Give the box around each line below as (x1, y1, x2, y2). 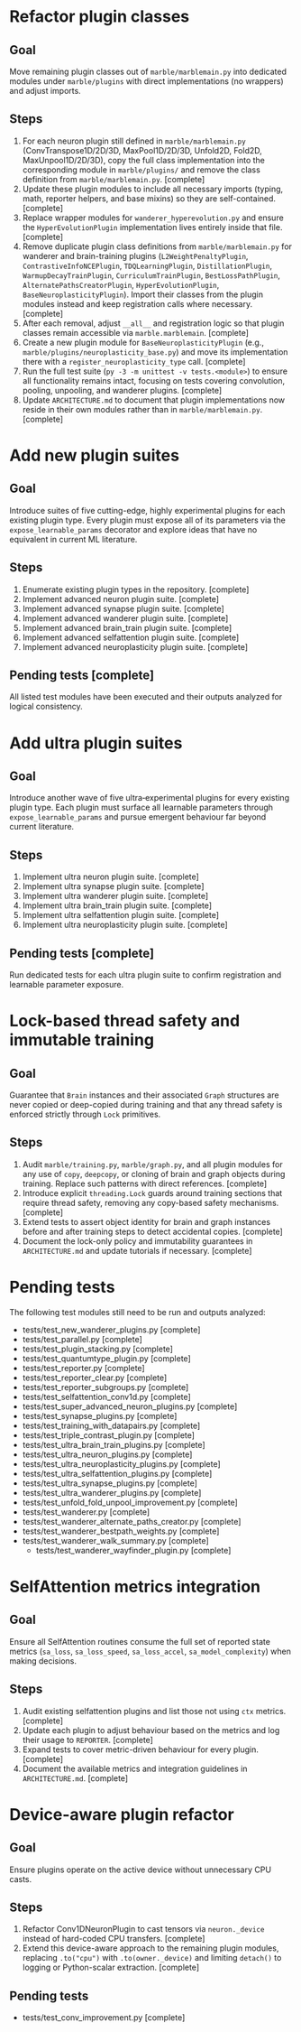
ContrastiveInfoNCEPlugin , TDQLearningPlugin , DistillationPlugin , (22, 260, 273, 271)
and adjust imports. (9, 86, 81, 96)
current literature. (9, 821, 75, 832)
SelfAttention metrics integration (9, 1577, 261, 1597)
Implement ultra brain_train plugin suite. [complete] (22, 900, 213, 911)
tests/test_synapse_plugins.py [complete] (22, 1410, 178, 1421)
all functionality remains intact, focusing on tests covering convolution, (22, 375, 286, 385)
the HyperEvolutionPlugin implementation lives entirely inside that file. (22, 221, 283, 232)
